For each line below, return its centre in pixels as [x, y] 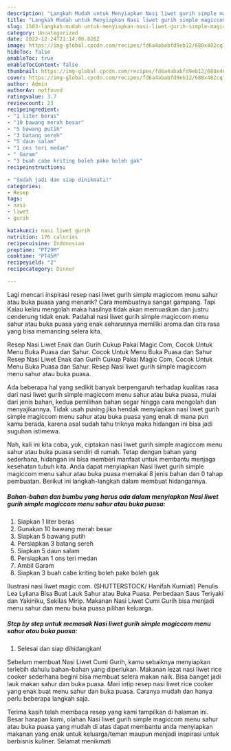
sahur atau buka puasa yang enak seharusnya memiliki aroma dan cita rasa [113, 324]
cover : [16, 78]
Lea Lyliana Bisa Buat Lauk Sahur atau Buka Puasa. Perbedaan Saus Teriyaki [115, 593]
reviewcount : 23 [30, 103]
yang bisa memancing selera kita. [55, 331]
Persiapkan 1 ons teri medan [57, 558]
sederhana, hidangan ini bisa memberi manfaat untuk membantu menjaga [111, 459]
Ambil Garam [35, 565]
